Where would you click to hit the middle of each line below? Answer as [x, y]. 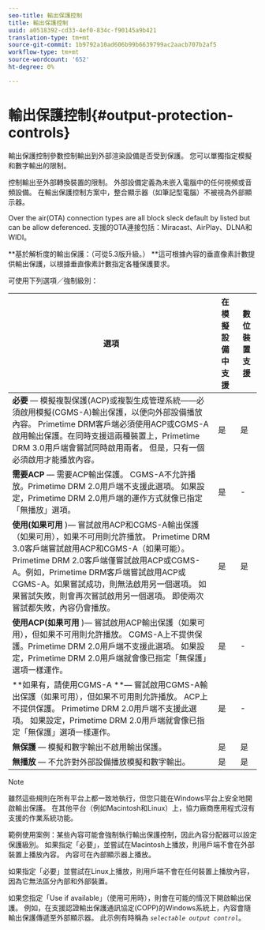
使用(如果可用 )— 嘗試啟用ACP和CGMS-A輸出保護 [106, 525]
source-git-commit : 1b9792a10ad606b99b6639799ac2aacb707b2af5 [112, 45]
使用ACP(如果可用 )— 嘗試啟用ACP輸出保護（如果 [105, 623]
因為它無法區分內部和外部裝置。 [60, 881]
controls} [39, 132]
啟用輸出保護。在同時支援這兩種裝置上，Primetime [106, 435]
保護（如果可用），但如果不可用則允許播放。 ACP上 [114, 696]
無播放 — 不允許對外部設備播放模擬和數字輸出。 [101, 762]
